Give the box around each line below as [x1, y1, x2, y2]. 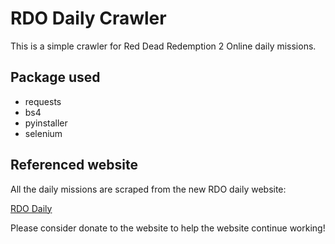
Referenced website [10, 157, 138, 174]
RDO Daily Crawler [10, 7, 167, 30]
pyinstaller [24, 117, 68, 129]
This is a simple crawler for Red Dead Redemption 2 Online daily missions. [10, 40, 317, 52]
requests [24, 95, 62, 107]
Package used [10, 69, 101, 86]
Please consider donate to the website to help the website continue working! [10, 222, 326, 234]
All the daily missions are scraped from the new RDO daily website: [10, 183, 287, 195]
